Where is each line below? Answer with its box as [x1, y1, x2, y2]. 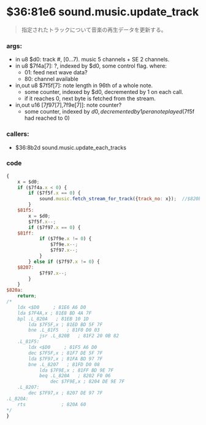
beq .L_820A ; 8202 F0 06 [39, 373, 112, 379]
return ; [17, 293, 37, 299]
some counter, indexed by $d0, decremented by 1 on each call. [24, 88, 184, 96]
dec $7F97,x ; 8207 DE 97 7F [28, 390, 103, 396]
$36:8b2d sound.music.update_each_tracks [15, 144, 127, 151]
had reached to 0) [24, 114, 71, 122]
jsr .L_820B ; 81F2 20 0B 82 [39, 333, 120, 339]
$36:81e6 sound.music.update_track [6, 5, 199, 19]
